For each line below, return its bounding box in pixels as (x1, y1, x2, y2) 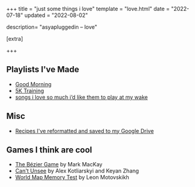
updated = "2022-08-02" (24, 12, 88, 19)
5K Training (15, 87, 44, 94)
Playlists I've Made (6, 64, 80, 75)
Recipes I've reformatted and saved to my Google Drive (15, 127, 154, 134)
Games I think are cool (6, 145, 92, 155)
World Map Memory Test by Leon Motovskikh (15, 174, 129, 181)
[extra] (6, 35, 23, 42)
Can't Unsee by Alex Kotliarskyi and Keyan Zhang (15, 167, 139, 175)
